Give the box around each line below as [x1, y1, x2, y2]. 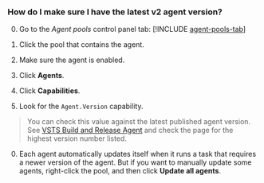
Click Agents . [18, 71, 65, 80]
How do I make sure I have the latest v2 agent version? [7, 6, 223, 18]
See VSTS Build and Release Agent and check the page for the [26, 126, 234, 135]
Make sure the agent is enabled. [18, 55, 125, 65]
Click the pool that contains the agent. [18, 40, 144, 49]
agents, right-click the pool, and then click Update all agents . [18, 166, 221, 176]
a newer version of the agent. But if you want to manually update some [18, 158, 252, 167]
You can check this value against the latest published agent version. [26, 117, 251, 127]
